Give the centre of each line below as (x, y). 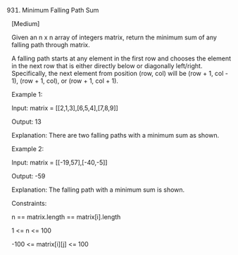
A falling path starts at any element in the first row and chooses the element (121, 58)
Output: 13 (26, 122)
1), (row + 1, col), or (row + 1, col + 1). (65, 81)
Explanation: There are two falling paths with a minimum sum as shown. (115, 135)
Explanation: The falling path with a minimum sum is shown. (98, 190)
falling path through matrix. (51, 45)
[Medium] (26, 24)
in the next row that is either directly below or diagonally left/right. (107, 66)
